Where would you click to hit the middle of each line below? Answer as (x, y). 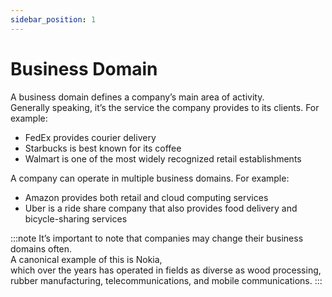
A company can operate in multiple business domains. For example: (150, 178)
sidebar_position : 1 (53, 19)
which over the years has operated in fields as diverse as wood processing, (166, 270)
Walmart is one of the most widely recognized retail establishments (163, 158)
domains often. (41, 248)
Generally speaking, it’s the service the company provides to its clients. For (165, 107)
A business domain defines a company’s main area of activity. (137, 97)
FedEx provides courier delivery (90, 137)
